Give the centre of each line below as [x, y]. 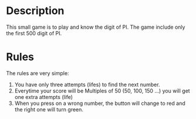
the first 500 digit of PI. [34, 33]
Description [35, 11]
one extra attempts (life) [44, 97]
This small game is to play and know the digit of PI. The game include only [96, 27]
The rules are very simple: [38, 73]
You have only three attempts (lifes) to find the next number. [87, 84]
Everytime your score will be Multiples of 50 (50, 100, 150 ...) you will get [102, 91]
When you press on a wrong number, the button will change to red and [100, 103]
